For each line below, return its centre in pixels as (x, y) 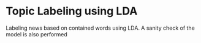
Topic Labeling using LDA (72, 11)
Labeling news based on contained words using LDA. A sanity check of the (100, 28)
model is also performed (37, 34)
